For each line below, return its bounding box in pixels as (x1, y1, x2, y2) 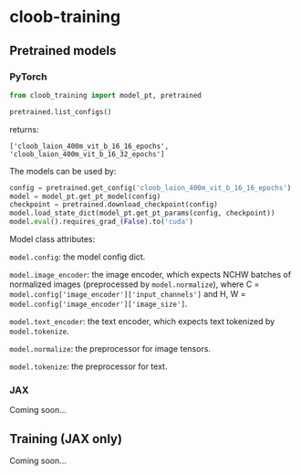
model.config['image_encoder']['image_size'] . (9, 299, 188, 309)
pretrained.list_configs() (9, 107, 112, 116)
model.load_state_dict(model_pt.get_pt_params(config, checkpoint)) (9, 208, 275, 218)
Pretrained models (9, 43, 117, 58)
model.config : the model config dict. (9, 251, 146, 262)
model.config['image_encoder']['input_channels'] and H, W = (9, 289, 246, 299)
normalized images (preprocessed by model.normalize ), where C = (9, 279, 260, 290)
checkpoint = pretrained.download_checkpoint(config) (9, 200, 219, 209)
